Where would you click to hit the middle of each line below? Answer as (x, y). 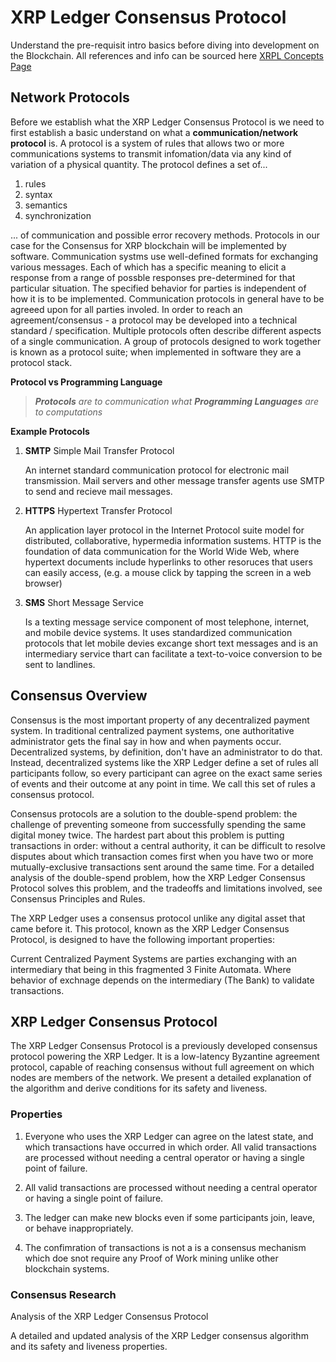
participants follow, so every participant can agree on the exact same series (166, 773)
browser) (43, 583)
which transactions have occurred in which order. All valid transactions (170, 1147)
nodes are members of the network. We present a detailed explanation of (161, 1078)
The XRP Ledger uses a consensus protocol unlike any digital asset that (158, 918)
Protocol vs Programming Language (86, 382)
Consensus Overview (79, 696)
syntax (38, 194)
